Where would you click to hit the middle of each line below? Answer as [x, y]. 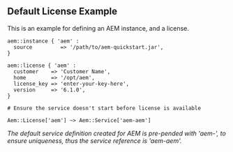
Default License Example [62, 12]
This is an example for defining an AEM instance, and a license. [98, 28]
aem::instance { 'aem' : [43, 41]
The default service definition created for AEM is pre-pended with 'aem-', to [117, 133]
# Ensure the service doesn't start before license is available [104, 108]
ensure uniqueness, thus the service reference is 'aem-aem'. [95, 140]
